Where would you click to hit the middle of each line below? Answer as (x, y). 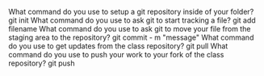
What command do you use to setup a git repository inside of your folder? (131, 12)
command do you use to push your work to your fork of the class (116, 55)
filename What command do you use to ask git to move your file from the (130, 29)
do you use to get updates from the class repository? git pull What (118, 46)
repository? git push (42, 63)
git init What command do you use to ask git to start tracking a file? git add (132, 20)
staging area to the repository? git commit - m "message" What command (131, 37)
